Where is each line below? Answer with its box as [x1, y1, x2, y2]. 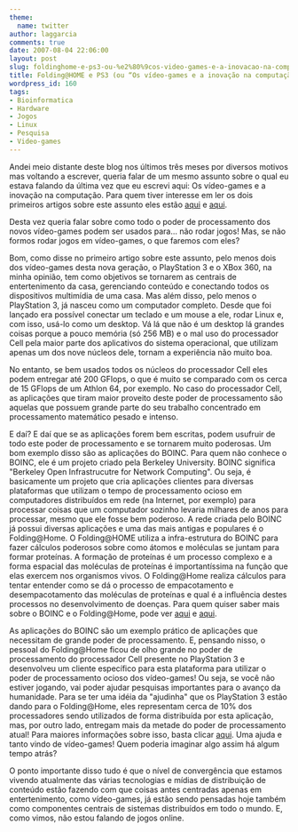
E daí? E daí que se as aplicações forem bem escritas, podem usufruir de [9, 428, 276, 439]
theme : [9, 12, 34, 22]
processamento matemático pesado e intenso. [9, 411, 179, 422]
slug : [9, 63, 29, 72]
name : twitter [17, 21, 69, 30]
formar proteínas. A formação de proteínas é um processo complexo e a [9, 551, 273, 562]
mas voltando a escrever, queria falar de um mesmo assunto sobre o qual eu [9, 171, 289, 181]
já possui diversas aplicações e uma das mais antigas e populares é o [9, 523, 264, 533]
